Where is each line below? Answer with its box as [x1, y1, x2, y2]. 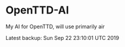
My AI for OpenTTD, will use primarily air [5, 23, 105, 30]
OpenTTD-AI [5, 4, 69, 17]
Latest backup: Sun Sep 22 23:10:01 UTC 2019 [5, 34, 120, 41]
